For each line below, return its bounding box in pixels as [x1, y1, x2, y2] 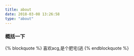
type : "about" [5, 16, 34, 21]
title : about [5, 7, 32, 12]
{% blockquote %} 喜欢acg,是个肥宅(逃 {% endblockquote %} [5, 45, 129, 51]
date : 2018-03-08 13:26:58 [5, 12, 60, 17]
